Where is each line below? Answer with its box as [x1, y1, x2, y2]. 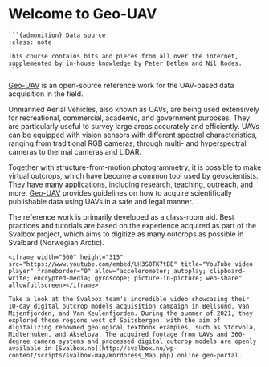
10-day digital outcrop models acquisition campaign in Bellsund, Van [8, 302, 250, 310]
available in [8, 344, 52, 353]
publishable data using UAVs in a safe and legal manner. [8, 196, 194, 206]
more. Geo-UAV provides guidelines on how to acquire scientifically [8, 188, 233, 197]
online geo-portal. [177, 351, 243, 359]
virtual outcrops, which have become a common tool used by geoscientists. [8, 171, 259, 180]
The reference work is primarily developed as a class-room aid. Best [8, 212, 234, 221]
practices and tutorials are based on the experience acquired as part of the [8, 220, 257, 230]
